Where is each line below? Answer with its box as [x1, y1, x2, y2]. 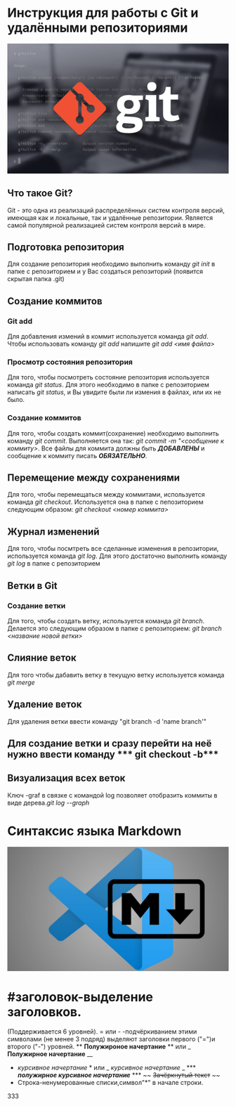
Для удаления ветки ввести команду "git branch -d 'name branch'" [7, 717, 207, 725]
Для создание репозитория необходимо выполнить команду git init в [7, 260, 216, 268]
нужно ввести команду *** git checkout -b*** [7, 748, 219, 760]
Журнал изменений [7, 526, 100, 538]
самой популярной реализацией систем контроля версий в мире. [7, 221, 206, 229]
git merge [7, 678, 35, 687]
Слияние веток [7, 652, 77, 664]
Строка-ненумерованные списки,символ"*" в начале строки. [17, 1079, 204, 1087]
